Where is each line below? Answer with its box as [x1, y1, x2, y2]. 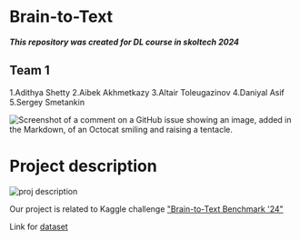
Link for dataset [9, 221, 68, 232]
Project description [9, 155, 157, 176]
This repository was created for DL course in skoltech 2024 [9, 36, 239, 47]
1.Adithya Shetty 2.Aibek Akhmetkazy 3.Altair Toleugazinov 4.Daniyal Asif [9, 86, 285, 97]
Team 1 [9, 63, 50, 78]
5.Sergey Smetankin [9, 96, 85, 107]
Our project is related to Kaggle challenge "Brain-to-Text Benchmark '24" [9, 203, 284, 215]
